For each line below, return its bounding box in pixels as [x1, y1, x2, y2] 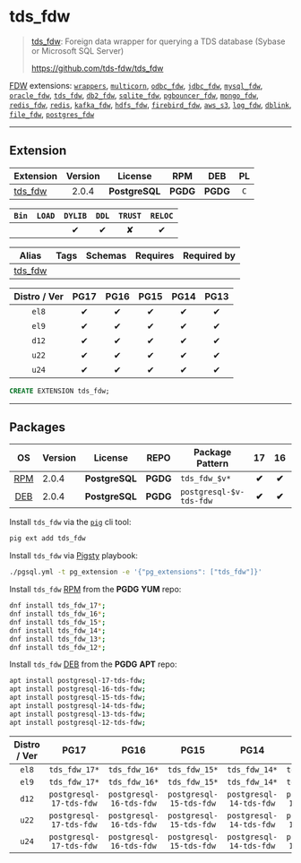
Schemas [85, 249, 127, 262]
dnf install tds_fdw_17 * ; [9, 601, 106, 610]
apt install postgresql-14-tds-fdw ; [9, 702, 146, 711]
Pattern [196, 457, 229, 470]
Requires [135, 249, 175, 262]
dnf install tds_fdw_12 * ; [9, 643, 106, 652]
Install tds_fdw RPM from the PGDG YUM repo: [9, 584, 182, 595]
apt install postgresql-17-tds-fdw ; [9, 677, 146, 686]
